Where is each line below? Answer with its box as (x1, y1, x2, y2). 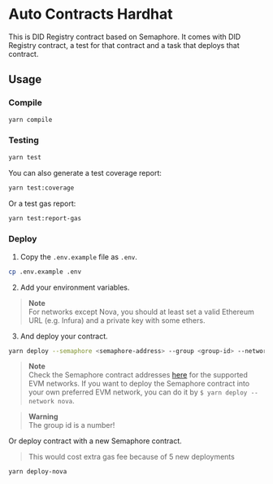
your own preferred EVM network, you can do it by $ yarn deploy (28, 387, 248, 397)
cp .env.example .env (8, 268, 82, 276)
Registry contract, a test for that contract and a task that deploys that (8, 40, 240, 50)
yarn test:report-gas (8, 214, 82, 222)
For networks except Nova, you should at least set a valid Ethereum (28, 307, 254, 316)
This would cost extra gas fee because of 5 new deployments (28, 452, 236, 462)
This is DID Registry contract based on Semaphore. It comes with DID (8, 32, 241, 41)
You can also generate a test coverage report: (8, 168, 162, 177)
